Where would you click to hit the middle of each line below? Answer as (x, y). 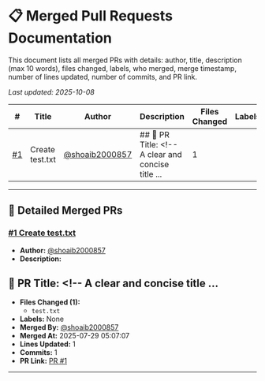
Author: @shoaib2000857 (63, 250)
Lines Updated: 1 (48, 344)
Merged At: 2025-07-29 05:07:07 (75, 336)
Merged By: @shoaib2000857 (69, 327)
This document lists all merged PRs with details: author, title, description (125, 60)
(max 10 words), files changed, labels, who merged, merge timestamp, (122, 68)
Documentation (60, 38)
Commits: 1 (38, 353)
